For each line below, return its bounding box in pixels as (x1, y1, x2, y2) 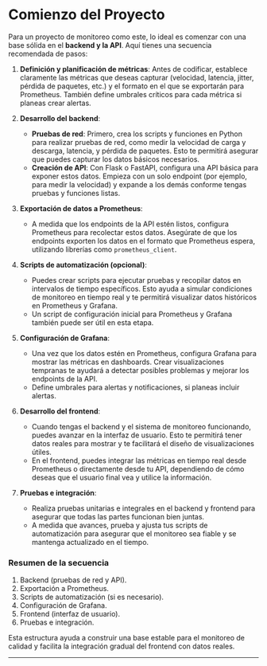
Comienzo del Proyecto (8, 6, 165, 24)
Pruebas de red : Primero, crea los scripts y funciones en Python (31, 129, 242, 139)
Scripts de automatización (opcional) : (19, 260, 147, 269)
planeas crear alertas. (19, 98, 91, 108)
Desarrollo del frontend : (19, 406, 101, 416)
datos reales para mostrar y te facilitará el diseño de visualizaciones (31, 438, 254, 448)
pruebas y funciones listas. (31, 188, 121, 198)
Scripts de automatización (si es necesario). (19, 592, 164, 602)
